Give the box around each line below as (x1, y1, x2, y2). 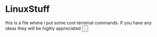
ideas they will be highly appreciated (5, 25, 81, 31)
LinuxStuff (5, 3, 50, 15)
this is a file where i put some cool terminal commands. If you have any (5, 20, 152, 26)
